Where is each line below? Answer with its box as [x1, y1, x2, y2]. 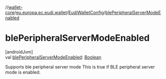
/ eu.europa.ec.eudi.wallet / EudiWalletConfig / [14, 9, 106, 15]
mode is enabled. [5, 69, 41, 75]
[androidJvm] [5, 48, 33, 54]
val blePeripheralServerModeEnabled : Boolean [5, 54, 101, 60]
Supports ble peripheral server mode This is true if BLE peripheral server [5, 63, 155, 69]
